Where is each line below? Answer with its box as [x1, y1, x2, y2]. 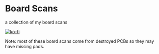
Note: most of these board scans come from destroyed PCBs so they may [5, 38, 155, 44]
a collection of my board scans [5, 19, 68, 25]
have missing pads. [5, 43, 44, 49]
